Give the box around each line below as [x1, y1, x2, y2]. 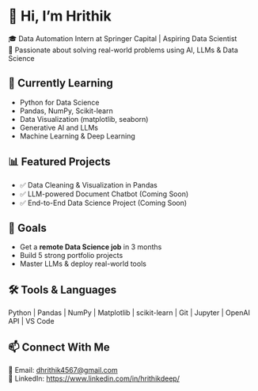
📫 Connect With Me [8, 340, 111, 354]
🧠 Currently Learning [8, 77, 113, 90]
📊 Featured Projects [8, 155, 111, 169]
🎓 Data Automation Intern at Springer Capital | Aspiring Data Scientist [8, 33, 237, 43]
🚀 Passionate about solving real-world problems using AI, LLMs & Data [8, 45, 239, 55]
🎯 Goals [8, 221, 47, 234]
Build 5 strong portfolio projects [19, 251, 123, 260]
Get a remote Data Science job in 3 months [19, 242, 162, 252]
